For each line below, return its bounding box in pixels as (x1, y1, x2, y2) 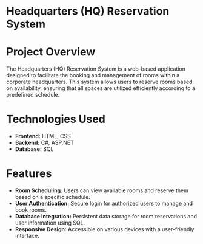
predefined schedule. (6, 91, 60, 99)
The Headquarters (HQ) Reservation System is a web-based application (6, 65, 186, 72)
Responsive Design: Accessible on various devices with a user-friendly (15, 226, 195, 232)
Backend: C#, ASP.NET (15, 139, 74, 147)
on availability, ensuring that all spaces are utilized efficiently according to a (6, 85, 196, 92)
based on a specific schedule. (15, 193, 91, 200)
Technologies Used (6, 113, 106, 126)
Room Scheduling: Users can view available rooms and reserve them (15, 187, 189, 194)
